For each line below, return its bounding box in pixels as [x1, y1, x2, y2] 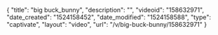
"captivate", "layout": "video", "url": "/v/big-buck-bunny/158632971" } [6, 21, 207, 28]
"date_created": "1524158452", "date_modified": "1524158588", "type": [6, 13, 212, 21]
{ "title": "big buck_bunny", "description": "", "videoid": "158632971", [6, 6, 205, 14]
